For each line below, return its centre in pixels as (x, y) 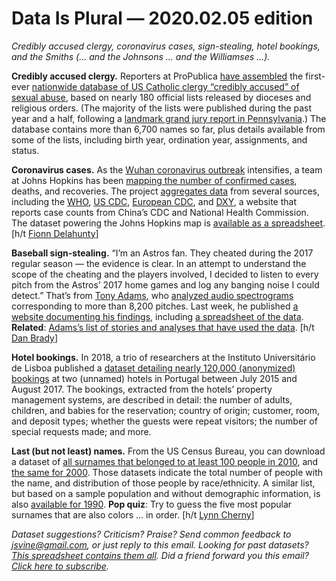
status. (25, 150)
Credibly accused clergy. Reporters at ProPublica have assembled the (157, 76)
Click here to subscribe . (60, 566)
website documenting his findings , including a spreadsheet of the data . (157, 316)
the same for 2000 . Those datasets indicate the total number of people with (167, 472)
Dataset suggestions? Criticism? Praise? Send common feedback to (151, 534)
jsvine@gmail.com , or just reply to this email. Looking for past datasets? (160, 544)
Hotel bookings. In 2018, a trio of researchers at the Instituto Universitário (163, 357)
